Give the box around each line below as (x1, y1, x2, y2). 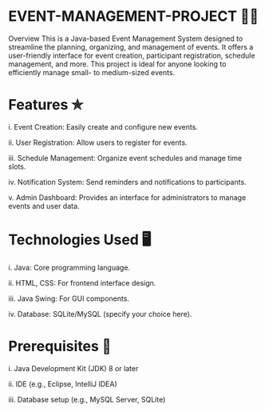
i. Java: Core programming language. (8, 262, 130, 272)
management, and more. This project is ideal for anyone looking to (8, 59, 227, 69)
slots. (8, 162, 26, 171)
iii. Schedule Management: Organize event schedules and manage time (8, 153, 242, 162)
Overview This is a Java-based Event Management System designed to (8, 34, 243, 43)
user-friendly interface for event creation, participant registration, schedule (8, 50, 255, 60)
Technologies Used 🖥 (8, 231, 152, 249)
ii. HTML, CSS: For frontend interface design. (8, 278, 156, 287)
